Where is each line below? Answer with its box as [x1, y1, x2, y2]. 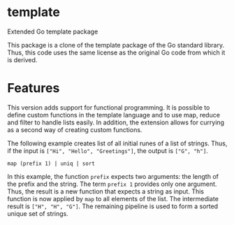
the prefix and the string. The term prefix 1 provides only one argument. [7, 180, 217, 188]
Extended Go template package [7, 27, 98, 36]
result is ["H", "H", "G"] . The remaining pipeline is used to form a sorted [7, 202, 219, 210]
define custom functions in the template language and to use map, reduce [7, 110, 220, 119]
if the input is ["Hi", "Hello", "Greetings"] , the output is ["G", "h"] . [7, 146, 208, 154]
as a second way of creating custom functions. [7, 125, 142, 133]
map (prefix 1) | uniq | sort [7, 160, 96, 167]
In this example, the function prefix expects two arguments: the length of [7, 172, 219, 180]
